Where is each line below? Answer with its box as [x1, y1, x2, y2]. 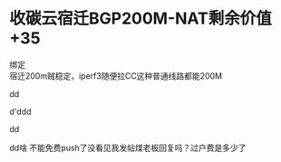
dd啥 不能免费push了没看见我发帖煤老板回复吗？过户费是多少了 [9, 142, 247, 153]
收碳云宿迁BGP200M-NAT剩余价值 [9, 8, 272, 29]
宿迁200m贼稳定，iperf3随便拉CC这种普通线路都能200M [9, 70, 223, 81]
